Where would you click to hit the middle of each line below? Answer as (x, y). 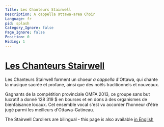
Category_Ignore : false (29, 28)
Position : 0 (17, 37)
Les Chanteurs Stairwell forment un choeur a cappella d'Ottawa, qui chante (82, 79)
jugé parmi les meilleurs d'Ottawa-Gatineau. (50, 110)
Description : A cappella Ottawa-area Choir (50, 14)
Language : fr (18, 19)
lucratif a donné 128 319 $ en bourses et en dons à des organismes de (76, 99)
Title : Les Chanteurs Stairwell (38, 10)
